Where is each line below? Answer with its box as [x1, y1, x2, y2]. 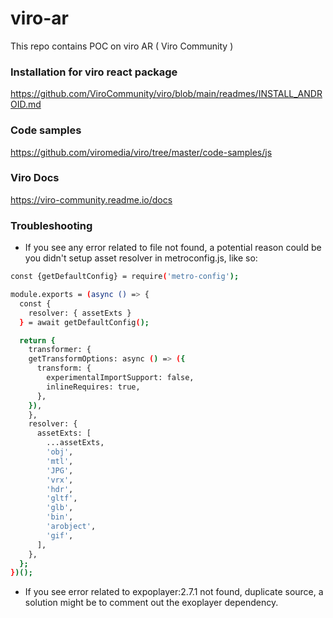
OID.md [10, 98, 42, 111]
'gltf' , [46, 493, 78, 504]
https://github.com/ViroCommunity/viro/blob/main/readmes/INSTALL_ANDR [10, 88, 323, 100]
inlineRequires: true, [46, 382, 141, 392]
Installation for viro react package [10, 65, 178, 79]
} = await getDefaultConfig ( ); [19, 317, 150, 327]
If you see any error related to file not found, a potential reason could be [24, 242, 322, 254]
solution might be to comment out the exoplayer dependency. [24, 597, 279, 609]
